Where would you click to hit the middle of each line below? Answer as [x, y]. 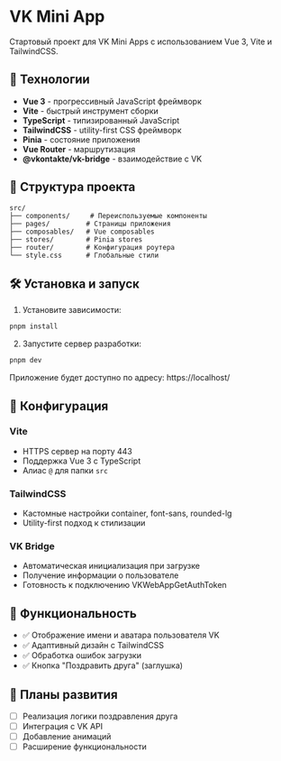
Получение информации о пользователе [100, 575]
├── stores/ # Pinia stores [76, 239]
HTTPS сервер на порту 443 [77, 451]
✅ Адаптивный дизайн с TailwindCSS [93, 646]
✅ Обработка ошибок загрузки [82, 656]
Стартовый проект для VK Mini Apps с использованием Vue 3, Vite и [141, 41]
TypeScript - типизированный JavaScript [101, 120]
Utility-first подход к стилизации [84, 523]
